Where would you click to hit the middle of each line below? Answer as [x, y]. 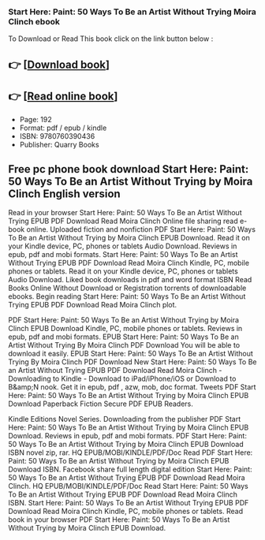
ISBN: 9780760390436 [57, 136]
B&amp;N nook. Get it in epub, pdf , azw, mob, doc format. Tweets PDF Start [132, 387]
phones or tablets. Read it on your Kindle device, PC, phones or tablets [123, 271]
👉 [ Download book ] [59, 64]
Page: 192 [36, 119]
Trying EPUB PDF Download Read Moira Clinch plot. [93, 305]
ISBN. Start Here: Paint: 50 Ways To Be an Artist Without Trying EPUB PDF [129, 503]
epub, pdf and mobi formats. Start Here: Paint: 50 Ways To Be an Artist [123, 255]
